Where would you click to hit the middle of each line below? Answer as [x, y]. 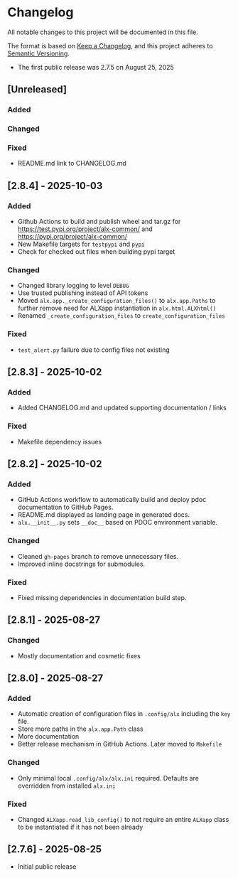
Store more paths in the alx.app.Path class [80, 729]
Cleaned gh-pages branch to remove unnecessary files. [98, 556]
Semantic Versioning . [38, 53]
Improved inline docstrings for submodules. [81, 564]
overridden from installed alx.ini [66, 786]
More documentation [48, 737]
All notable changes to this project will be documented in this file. [103, 32]
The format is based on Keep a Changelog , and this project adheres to [110, 45]
